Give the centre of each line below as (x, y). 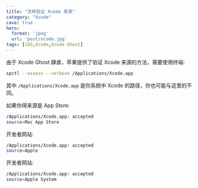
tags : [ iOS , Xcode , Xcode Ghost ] (45, 45)
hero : (13, 28)
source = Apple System (32, 180)
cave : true (20, 22)
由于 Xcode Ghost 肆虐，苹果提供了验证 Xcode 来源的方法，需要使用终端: (95, 62)
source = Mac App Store (33, 122)
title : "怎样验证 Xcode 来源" (40, 12)
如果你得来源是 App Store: (38, 105)
